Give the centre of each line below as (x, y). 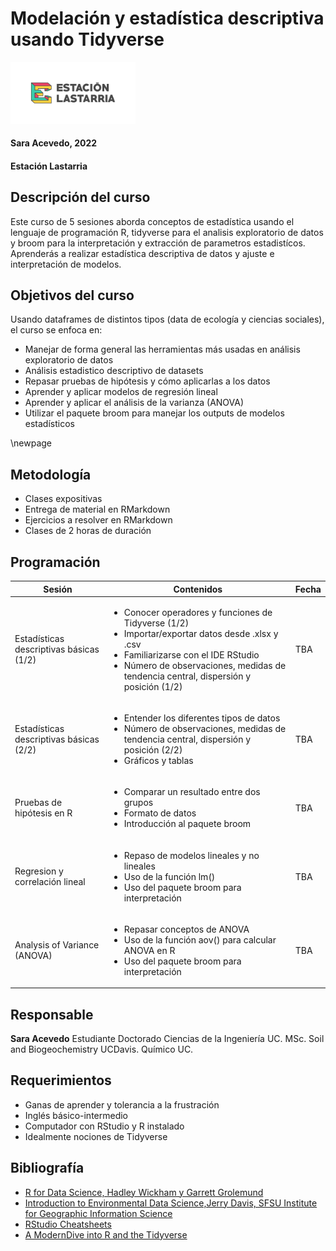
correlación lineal (50, 881)
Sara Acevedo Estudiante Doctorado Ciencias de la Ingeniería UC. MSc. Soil (167, 1039)
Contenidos (198, 589)
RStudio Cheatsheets (68, 1224)
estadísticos (49, 424)
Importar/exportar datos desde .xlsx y (201, 633)
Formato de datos (160, 813)
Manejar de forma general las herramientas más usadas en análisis (162, 349)
